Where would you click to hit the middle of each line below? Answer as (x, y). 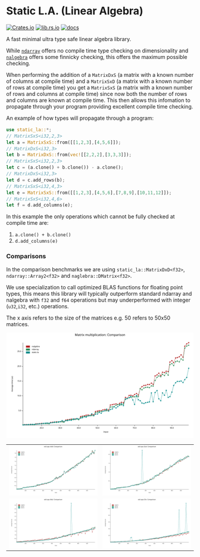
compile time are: (27, 223)
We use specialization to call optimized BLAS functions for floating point (95, 287)
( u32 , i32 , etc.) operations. (38, 306)
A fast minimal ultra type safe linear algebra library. (69, 39)
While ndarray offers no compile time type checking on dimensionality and (97, 50)
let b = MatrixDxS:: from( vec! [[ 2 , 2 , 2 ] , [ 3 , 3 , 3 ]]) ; (69, 155)
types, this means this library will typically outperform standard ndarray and (99, 293)
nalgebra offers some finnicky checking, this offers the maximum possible (97, 57)
